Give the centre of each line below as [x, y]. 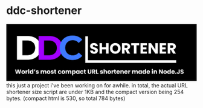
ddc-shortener [44, 11]
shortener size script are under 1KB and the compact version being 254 [95, 92]
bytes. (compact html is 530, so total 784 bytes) [66, 98]
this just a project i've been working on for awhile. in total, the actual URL [97, 86]
